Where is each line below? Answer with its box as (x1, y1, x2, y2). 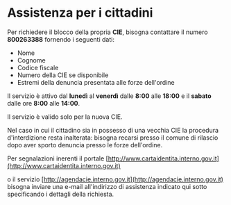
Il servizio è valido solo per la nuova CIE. (7, 113, 123, 121)
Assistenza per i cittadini (7, 5, 153, 21)
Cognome (17, 56, 46, 64)
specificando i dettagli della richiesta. (7, 190, 114, 198)
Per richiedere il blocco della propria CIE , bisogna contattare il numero (7, 28, 208, 36)
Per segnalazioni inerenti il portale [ (7, 154, 109, 163)
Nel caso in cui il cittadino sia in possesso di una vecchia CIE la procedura (7, 126, 219, 134)
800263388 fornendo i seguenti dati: (7, 35, 114, 43)
